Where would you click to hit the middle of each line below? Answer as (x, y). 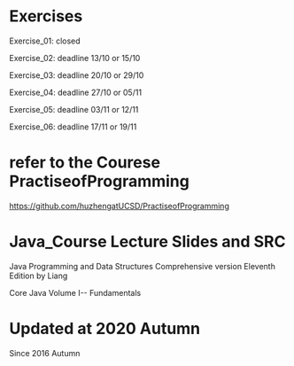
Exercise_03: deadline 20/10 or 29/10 (77, 75)
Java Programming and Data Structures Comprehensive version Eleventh (143, 266)
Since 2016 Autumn (45, 353)
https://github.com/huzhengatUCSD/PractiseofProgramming (120, 206)
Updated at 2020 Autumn (105, 329)
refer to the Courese (85, 163)
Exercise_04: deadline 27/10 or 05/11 (76, 92)
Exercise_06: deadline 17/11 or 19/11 (73, 127)
